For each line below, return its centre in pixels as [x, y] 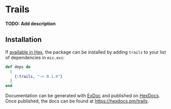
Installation [23, 40]
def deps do [18, 67]
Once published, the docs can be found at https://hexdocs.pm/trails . [77, 101]
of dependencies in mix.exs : [35, 57]
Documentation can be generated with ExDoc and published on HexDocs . [83, 96]
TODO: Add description [31, 24]
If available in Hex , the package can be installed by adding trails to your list [86, 52]
